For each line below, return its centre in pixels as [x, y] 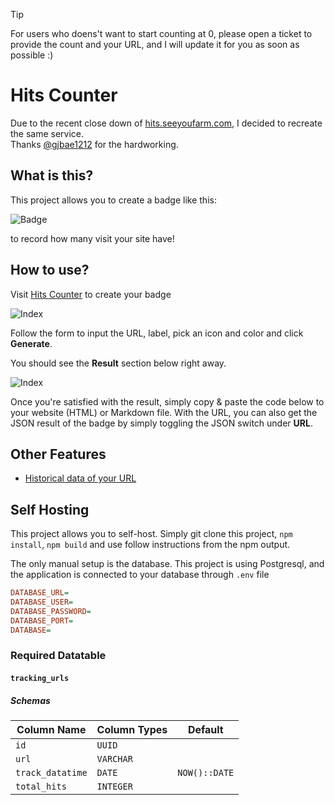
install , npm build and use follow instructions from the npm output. [150, 545]
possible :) [32, 55]
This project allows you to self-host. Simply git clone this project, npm [151, 534]
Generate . [31, 343]
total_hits [41, 787]
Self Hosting [50, 509]
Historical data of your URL [80, 478]
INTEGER [114, 787]
